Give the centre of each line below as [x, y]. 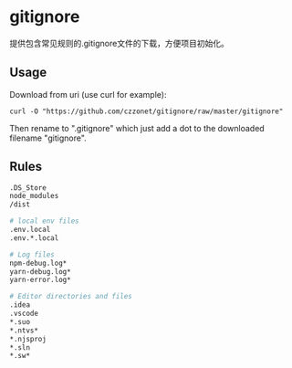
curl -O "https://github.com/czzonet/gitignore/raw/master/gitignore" [146, 111]
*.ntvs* [24, 331]
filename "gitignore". [48, 138]
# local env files [44, 221]
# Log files [32, 254]
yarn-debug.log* [40, 271]
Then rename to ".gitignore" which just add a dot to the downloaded [137, 128]
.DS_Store [28, 188]
